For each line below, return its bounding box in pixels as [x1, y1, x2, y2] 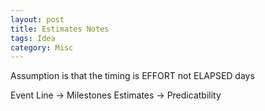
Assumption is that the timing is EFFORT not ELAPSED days [10, 70, 255, 82]
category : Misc [10, 42, 74, 53]
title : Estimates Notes [10, 24, 110, 34]
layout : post [10, 14, 65, 25]
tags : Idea [10, 33, 56, 43]
